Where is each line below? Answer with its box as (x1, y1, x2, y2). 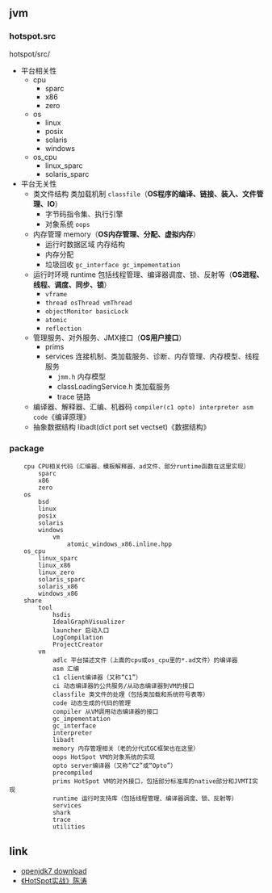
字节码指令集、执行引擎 (44, 209, 123, 219)
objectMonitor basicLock (44, 307, 129, 316)
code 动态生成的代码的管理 (52, 698, 132, 707)
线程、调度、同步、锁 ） (32, 279, 111, 289)
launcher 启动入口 (52, 626, 110, 635)
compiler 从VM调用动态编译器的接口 (52, 707, 159, 715)
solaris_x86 (38, 582, 79, 590)
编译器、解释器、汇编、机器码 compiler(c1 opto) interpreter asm (32, 401, 253, 411)
